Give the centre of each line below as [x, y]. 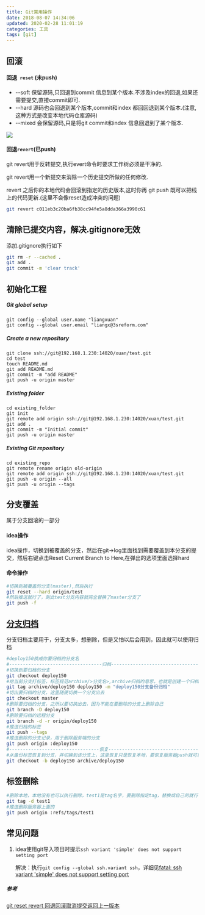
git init [17, 413]
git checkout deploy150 [37, 676]
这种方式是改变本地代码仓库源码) [56, 115]
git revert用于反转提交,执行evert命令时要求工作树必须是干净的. [85, 164]
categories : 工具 [27, 29]
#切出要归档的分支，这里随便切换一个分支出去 [56, 693]
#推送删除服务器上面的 [31, 807]
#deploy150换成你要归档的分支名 [43, 659]
